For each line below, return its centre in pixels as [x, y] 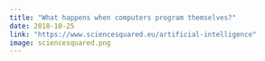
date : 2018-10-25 [42, 26]
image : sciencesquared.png [60, 43]
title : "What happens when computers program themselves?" [123, 17]
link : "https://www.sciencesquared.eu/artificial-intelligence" [133, 34]
